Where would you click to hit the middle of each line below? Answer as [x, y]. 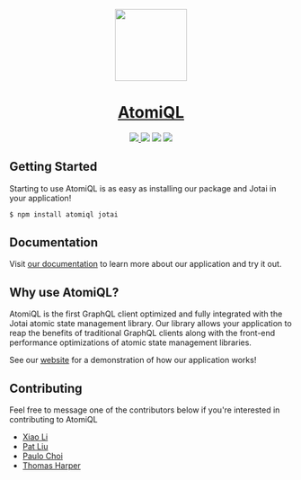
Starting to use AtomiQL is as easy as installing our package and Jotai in [143, 188]
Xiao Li [35, 437]
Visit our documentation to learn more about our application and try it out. [146, 264]
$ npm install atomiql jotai [64, 214]
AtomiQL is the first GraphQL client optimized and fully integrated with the [146, 314]
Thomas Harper [51, 466]
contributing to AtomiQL [53, 420]
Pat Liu [35, 447]
